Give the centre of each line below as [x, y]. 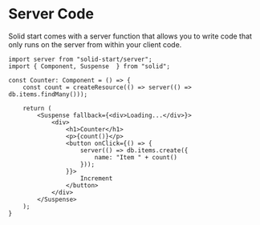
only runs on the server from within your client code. [95, 44]
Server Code [51, 14]
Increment [96, 178]
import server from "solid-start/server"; [80, 59]
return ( [37, 108]
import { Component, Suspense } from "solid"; [89, 66]
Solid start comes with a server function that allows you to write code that [130, 36]
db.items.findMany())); [48, 94]
